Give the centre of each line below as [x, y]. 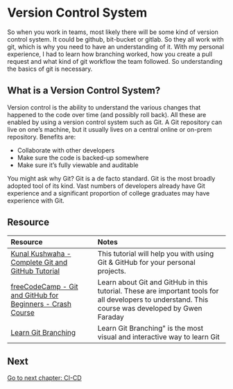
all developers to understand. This [153, 300]
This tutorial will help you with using [156, 253]
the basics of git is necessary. [50, 69]
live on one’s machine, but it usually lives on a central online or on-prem [110, 129]
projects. [112, 270]
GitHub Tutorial [35, 270]
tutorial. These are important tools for [158, 291]
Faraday [111, 317]
